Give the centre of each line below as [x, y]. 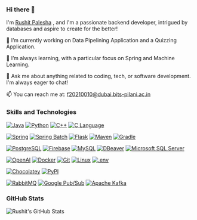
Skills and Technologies [41, 112]
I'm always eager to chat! [37, 82]
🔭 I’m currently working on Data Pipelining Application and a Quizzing [92, 41]
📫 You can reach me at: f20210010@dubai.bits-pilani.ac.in [79, 94]
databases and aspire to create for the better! [62, 29]
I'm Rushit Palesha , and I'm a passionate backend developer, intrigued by [97, 23]
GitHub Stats [25, 198]
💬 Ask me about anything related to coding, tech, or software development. [98, 76]
